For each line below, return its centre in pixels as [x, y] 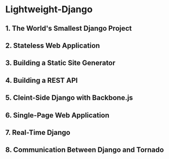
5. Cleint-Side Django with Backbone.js [69, 98]
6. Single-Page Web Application [57, 115]
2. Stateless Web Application [53, 45]
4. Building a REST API [42, 80]
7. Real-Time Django [38, 132]
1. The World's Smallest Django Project [69, 28]
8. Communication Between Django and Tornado [85, 150]
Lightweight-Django [49, 9]
